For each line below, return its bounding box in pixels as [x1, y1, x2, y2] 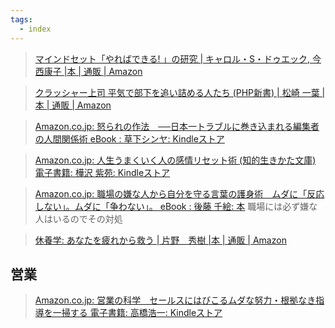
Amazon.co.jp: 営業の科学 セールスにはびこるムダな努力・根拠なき [34, 294, 317, 306]
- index [19, 24, 52, 34]
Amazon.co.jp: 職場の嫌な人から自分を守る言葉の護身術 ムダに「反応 [34, 187, 325, 200]
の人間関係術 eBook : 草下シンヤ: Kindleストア [34, 132, 225, 145]
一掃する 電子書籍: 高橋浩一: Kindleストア [52, 307, 223, 319]
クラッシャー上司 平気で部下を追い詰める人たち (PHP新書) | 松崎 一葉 [34, 86, 320, 98]
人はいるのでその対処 [34, 212, 123, 225]
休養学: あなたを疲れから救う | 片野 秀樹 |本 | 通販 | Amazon [34, 234, 287, 246]
